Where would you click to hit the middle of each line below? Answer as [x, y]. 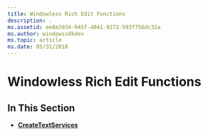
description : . [30, 21]
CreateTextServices [48, 125]
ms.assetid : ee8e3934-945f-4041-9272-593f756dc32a [84, 27]
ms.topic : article [35, 40]
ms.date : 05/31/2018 [38, 47]
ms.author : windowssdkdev [46, 34]
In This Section [41, 108]
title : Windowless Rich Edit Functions [67, 14]
